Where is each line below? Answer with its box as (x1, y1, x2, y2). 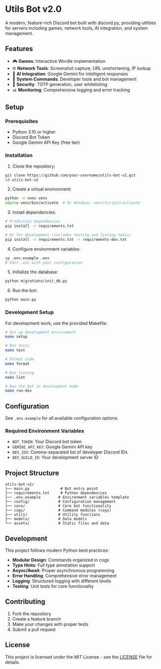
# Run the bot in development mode (5, 384, 79, 389)
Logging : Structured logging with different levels (12, 578, 112, 584)
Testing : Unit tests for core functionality (12, 583, 94, 589)
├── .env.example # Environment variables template (5, 495, 129, 500)
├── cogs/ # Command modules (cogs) (5, 508, 112, 513)
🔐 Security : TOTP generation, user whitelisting (12, 81, 108, 87)
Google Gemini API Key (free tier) (12, 139, 80, 145)
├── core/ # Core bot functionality (5, 503, 112, 509)
